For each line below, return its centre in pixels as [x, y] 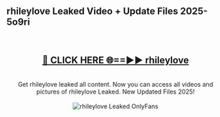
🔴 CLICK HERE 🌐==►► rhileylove [116, 60]
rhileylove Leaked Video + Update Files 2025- [107, 11]
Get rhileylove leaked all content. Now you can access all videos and [116, 84]
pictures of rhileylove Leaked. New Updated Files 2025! [116, 92]
